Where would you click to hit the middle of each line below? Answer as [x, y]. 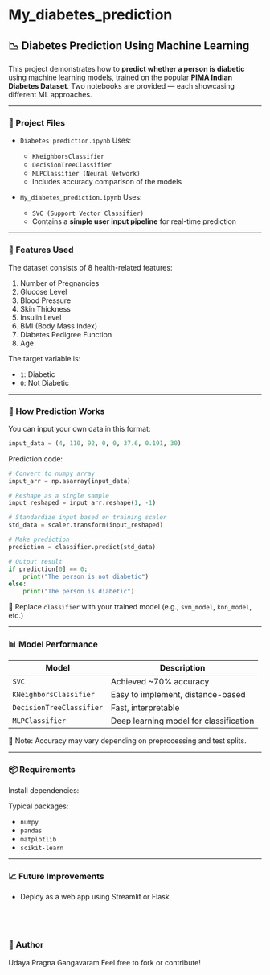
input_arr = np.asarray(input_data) [70, 481]
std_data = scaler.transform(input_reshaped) [86, 525]
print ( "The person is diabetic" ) [79, 592]
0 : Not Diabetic [45, 382]
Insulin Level [41, 317]
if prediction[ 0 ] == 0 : [48, 569]
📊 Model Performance [53, 644]
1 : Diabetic [37, 374]
